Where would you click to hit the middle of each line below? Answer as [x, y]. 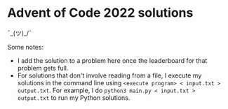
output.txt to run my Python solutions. [74, 97]
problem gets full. [43, 68]
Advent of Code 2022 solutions [100, 13]
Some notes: [26, 47]
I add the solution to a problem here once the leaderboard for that [112, 60]
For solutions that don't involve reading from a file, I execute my [109, 75]
